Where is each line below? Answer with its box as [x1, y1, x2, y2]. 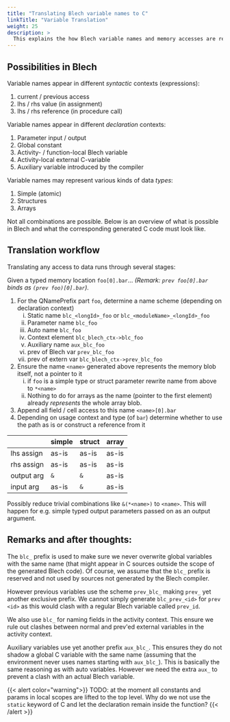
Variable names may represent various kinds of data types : [7, 176, 173, 184]
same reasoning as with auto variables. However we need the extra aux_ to [7, 665, 218, 673]
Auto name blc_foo [27, 325, 81, 334]
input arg [10, 482, 40, 491]
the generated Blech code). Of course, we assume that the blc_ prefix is [7, 567, 211, 575]
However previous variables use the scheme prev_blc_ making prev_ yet [7, 587, 212, 596]
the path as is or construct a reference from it [16, 420, 146, 429]
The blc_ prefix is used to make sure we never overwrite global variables [7, 552, 212, 560]
